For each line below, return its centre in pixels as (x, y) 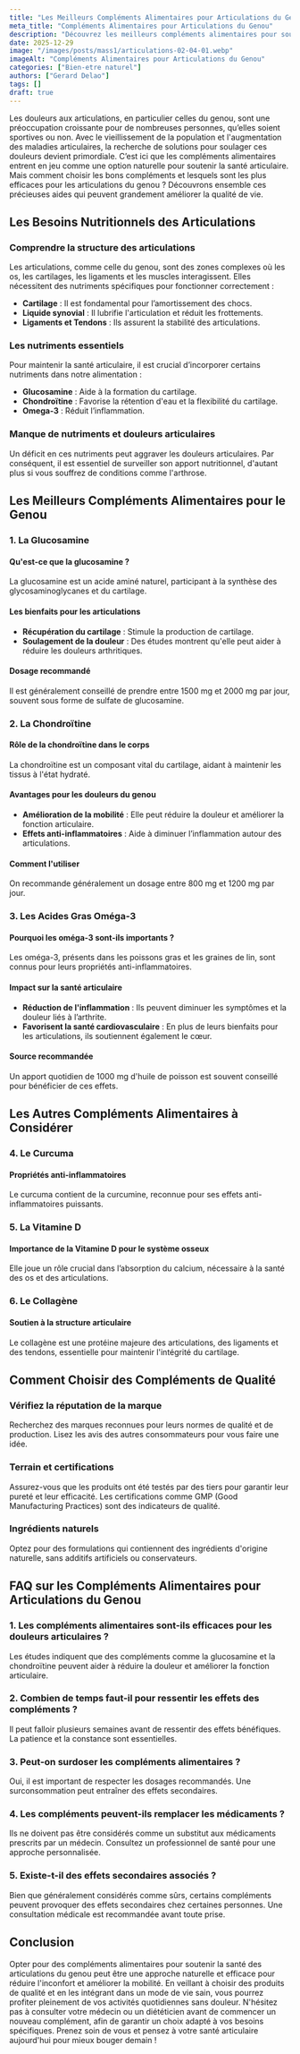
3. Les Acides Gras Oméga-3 (73, 916)
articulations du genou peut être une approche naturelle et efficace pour (142, 1973)
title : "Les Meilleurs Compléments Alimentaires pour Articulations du (145, 17)
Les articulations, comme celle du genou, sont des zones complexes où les (147, 267)
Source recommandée (51, 1056)
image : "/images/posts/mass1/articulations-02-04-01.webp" (121, 51)
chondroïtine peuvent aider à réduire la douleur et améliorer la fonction (139, 1666)
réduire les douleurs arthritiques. (82, 651)
